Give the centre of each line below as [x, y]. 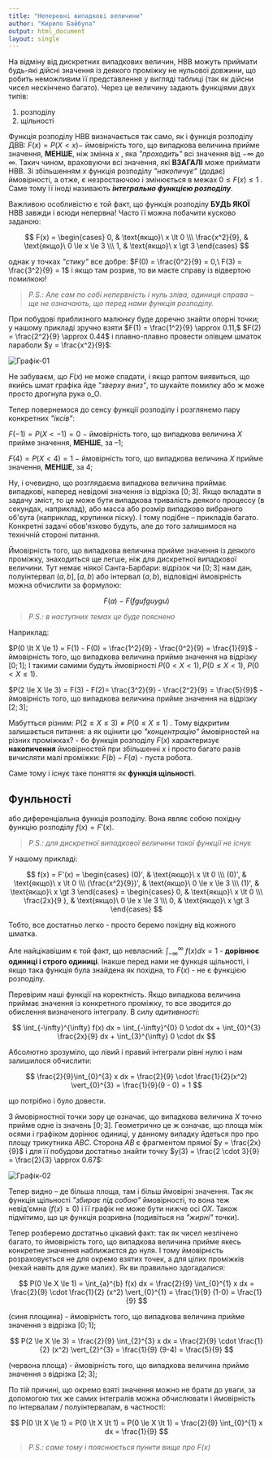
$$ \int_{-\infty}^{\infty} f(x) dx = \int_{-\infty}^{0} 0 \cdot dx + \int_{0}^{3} [136, 1027]
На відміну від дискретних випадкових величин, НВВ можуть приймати [133, 62]
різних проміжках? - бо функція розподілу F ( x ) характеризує [114, 741]
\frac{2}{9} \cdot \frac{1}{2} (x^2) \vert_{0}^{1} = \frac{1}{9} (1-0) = [123, 1292]
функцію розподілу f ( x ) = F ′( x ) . [61, 828]
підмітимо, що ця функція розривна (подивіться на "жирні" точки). [124, 1217]
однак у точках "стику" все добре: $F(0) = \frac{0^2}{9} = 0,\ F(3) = [125, 262]
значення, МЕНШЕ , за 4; [51, 467]
